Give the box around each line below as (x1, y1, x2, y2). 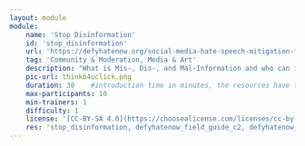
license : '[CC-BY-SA (25, 114, 103, 123)
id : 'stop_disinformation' (25, 38, 128, 48)
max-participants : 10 (25, 89, 107, 98)
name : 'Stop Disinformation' (25, 30, 136, 39)
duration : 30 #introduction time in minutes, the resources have (25, 81, 290, 90)
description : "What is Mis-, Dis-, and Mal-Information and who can (25, 64, 290, 73)
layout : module (9, 13, 67, 23)
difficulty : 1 (25, 106, 79, 115)
